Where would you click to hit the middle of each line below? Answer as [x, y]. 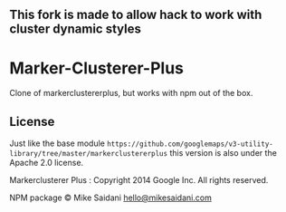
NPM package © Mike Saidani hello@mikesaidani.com [111, 198]
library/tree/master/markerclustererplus [89, 154]
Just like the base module [57, 143]
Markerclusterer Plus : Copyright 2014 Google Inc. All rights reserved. [139, 180]
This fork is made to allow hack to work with [136, 15]
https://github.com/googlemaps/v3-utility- [190, 144]
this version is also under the [224, 153]
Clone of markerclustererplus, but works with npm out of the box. [131, 93]
